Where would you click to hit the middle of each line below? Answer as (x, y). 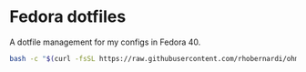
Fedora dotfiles (68, 17)
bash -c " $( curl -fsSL (52, 58)
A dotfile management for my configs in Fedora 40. (105, 42)
